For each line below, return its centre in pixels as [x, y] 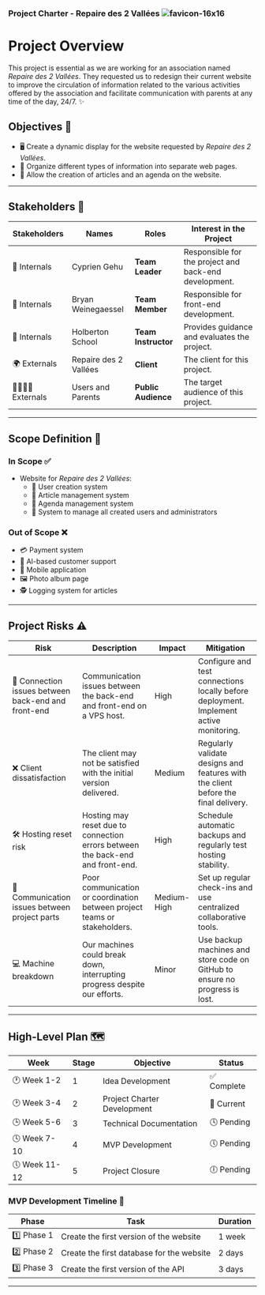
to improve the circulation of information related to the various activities [124, 85]
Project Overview [66, 46]
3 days [231, 1269]
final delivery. [223, 803]
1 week [232, 1237]
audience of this [213, 393]
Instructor [154, 342]
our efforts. [103, 994]
